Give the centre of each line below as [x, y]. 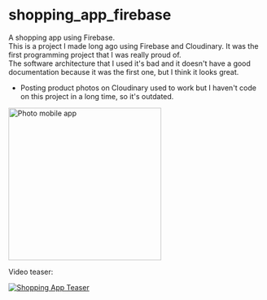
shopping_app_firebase [90, 15]
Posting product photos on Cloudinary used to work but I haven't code [138, 88]
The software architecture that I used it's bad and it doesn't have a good [129, 63]
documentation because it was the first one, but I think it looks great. [124, 72]
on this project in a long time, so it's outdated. [97, 96]
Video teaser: [31, 272]
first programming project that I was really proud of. [95, 54]
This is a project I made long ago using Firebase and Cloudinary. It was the [133, 46]
